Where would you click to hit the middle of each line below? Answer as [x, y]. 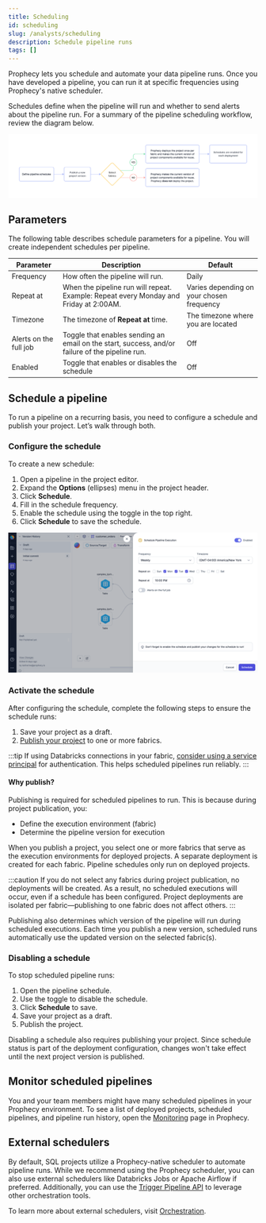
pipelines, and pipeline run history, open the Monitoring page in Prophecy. [129, 1117]
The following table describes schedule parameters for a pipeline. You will [129, 239]
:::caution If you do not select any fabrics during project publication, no [124, 880]
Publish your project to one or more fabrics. [91, 740]
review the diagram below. [51, 123]
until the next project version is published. [76, 1057]
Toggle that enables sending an [113, 334]
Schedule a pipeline [58, 398]
